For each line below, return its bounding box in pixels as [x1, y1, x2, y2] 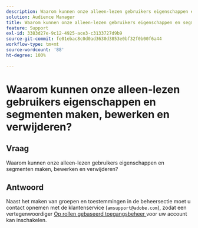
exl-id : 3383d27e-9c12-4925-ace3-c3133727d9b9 [6, 31, 123, 36]
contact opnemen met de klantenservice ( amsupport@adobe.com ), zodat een [6, 204, 187, 212]
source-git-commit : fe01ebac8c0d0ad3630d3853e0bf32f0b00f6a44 [6, 36, 162, 42]
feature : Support [6, 25, 49, 31]
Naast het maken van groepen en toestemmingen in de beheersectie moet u [6, 198, 191, 205]
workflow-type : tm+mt [6, 42, 60, 48]
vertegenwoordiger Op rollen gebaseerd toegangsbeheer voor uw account [6, 210, 187, 217]
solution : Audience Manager [6, 14, 75, 20]
